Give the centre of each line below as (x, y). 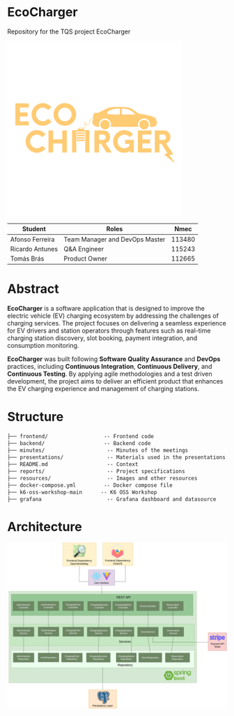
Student (34, 229)
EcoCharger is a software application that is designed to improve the (106, 308)
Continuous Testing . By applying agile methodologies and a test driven (110, 374)
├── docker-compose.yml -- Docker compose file (90, 485)
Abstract (33, 289)
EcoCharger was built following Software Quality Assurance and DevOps (114, 359)
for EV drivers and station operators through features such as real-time (109, 330)
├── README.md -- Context (73, 464)
